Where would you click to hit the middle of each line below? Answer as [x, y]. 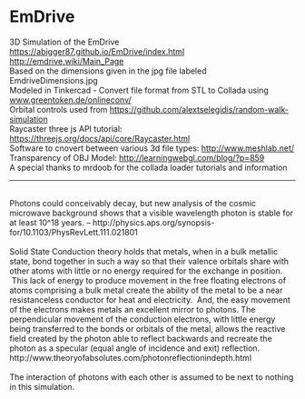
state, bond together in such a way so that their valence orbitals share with [149, 261]
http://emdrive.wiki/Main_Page [67, 61]
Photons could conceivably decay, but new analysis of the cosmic [133, 203]
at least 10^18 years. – [50, 222]
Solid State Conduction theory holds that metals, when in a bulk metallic [144, 251]
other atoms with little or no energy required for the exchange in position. [146, 271]
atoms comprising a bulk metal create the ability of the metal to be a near [146, 290]
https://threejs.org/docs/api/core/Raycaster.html [100, 138]
